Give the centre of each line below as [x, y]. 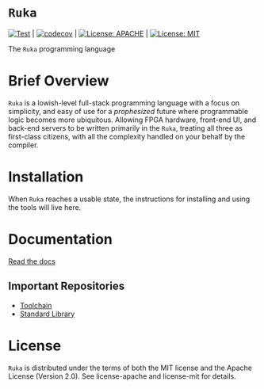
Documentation [61, 239]
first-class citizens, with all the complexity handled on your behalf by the [127, 136]
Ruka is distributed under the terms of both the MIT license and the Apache [130, 368]
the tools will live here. [45, 207]
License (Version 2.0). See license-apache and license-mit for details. [122, 376]
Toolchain [36, 305]
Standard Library [47, 314]
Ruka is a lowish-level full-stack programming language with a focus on [124, 103]
